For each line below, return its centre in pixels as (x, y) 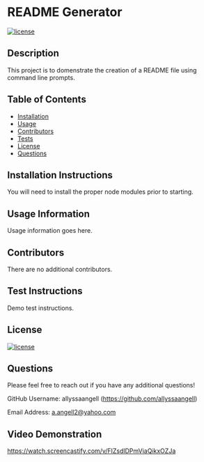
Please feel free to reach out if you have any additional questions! (101, 385)
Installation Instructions (60, 175)
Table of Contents (47, 99)
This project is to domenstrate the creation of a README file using (102, 70)
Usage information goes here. (50, 231)
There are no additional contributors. (60, 269)
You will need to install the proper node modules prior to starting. (100, 192)
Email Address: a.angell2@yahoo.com (62, 413)
